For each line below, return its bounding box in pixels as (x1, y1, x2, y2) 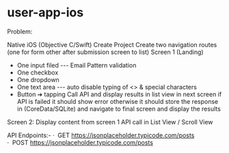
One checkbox (16, 68, 59, 76)
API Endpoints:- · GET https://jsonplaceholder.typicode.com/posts (7, 131, 195, 139)
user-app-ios (7, 5, 84, 20)
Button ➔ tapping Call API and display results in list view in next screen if (16, 90, 222, 98)
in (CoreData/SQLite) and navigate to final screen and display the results (16, 105, 221, 113)
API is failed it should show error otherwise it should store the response (16, 97, 219, 105)
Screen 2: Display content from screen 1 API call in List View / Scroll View (7, 117, 213, 126)
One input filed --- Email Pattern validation (16, 61, 137, 69)
